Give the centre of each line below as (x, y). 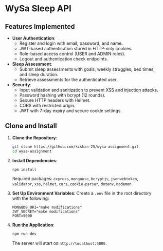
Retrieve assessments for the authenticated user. (68, 79)
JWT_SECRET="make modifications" (46, 212)
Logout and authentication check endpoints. (63, 59)
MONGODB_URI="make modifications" (47, 208)
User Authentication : (34, 38)
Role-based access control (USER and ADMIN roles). (72, 54)
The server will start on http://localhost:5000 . (59, 243)
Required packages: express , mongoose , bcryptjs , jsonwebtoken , (75, 179)
